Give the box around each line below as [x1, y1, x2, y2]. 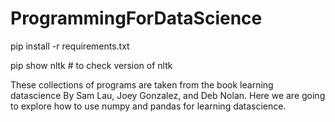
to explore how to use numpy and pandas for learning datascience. [10, 100, 287, 112]
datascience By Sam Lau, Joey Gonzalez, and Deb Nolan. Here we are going [10, 89, 326, 101]
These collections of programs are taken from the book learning [10, 78, 274, 91]
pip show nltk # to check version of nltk [10, 59, 173, 71]
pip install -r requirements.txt [10, 40, 130, 52]
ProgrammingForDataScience [10, 7, 263, 30]
